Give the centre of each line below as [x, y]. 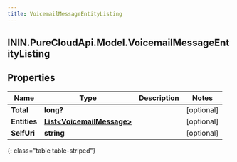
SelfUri [23, 133]
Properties [31, 78]
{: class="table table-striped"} [52, 151]
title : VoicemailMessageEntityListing [65, 14]
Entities [24, 121]
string [54, 133]
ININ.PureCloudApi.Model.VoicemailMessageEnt [118, 43]
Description [159, 98]
